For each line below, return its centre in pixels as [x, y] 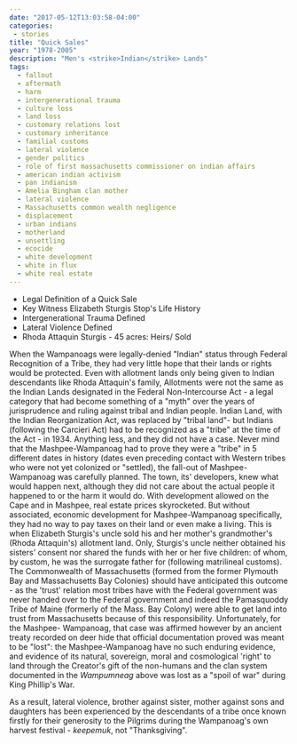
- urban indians [47, 224]
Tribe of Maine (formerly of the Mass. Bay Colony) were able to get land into [148, 609]
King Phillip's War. [42, 684]
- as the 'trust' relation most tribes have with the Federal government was [143, 590]
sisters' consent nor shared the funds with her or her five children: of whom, [148, 552]
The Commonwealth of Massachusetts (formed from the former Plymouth [144, 571]
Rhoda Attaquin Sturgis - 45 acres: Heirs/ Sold [106, 336]
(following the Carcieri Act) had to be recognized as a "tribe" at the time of [145, 429]
